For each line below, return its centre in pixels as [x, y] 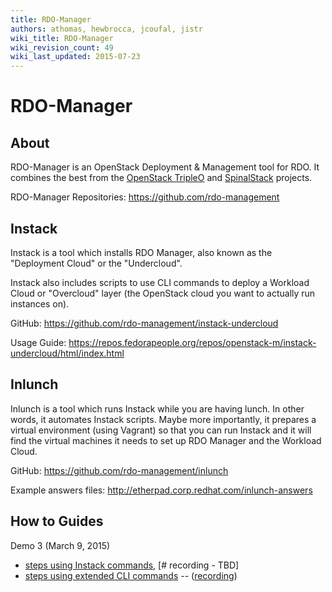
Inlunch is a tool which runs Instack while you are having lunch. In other [157, 408]
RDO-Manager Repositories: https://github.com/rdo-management [145, 197]
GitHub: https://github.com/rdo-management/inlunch [119, 470]
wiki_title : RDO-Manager [62, 38]
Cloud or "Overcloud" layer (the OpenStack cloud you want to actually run [163, 293]
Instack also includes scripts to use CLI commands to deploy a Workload [160, 282]
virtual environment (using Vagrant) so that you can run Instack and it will [161, 430]
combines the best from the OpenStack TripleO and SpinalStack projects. [161, 178]
